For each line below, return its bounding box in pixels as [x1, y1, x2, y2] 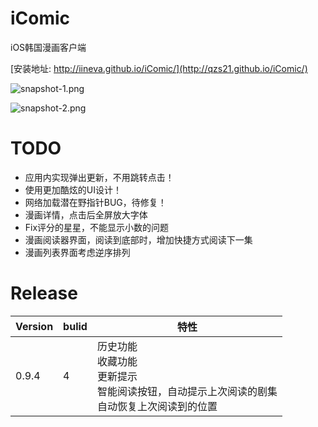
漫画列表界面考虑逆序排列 [24, 246, 131, 258]
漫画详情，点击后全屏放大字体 [24, 208, 148, 221]
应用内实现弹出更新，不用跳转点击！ [24, 171, 175, 183]
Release [10, 282, 78, 305]
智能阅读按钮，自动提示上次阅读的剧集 [96, 384, 278, 398]
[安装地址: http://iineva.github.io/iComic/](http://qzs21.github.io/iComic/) [10, 62, 308, 74]
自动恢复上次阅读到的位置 [96, 399, 218, 413]
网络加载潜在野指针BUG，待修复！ [24, 196, 167, 208]
